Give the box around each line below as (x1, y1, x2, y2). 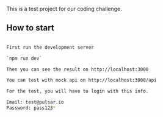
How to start (6, 23, 54, 33)
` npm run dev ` (6, 55, 43, 62)
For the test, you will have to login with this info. (6, 88, 149, 94)
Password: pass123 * (6, 105, 56, 112)
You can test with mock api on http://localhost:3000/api (6, 77, 157, 83)
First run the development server (6, 44, 95, 51)
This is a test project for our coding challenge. (6, 5, 122, 12)
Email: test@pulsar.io (6, 99, 64, 105)
